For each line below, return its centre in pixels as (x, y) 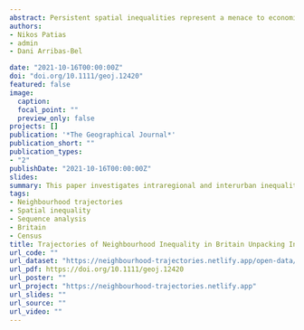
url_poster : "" (38, 278)
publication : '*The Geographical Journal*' (93, 135)
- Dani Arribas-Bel (46, 52)
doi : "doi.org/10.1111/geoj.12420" (76, 76)
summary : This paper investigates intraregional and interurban (133, 185)
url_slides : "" (38, 295)
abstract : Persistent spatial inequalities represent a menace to (137, 18)
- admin (24, 43)
